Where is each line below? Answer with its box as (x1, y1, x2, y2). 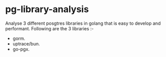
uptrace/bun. (12, 40, 40, 46)
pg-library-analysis (5, 4, 89, 15)
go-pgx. (12, 46, 30, 52)
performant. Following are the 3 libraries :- (5, 25, 94, 31)
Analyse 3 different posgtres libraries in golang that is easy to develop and (5, 20, 161, 26)
